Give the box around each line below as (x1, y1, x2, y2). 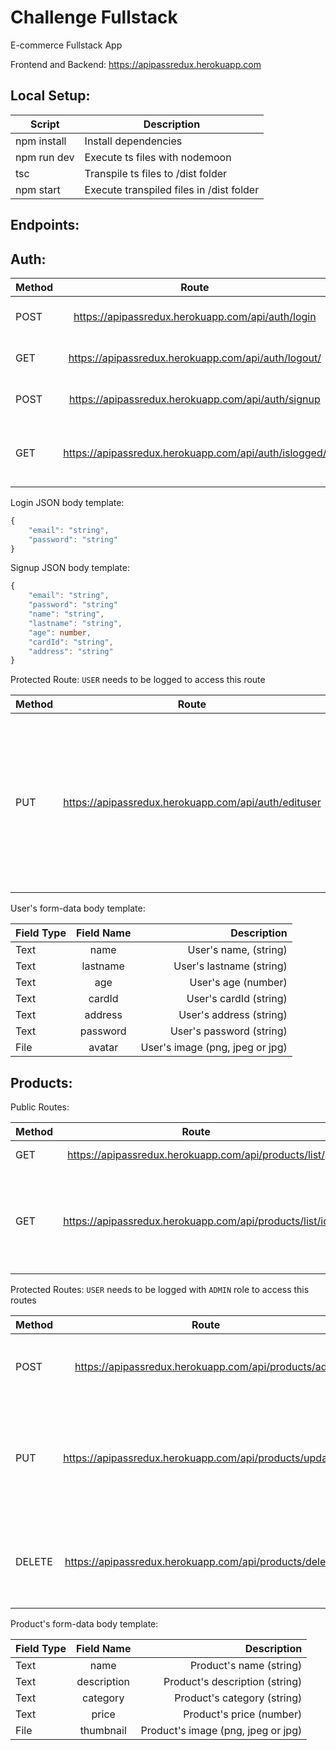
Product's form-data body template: (10, 1618, 159, 1630)
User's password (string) (169, 1024, 288, 1038)
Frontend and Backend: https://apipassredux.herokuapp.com (10, 58, 262, 70)
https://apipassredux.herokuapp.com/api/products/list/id (63, 1214, 330, 1228)
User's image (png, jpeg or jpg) (140, 1041, 288, 1055)
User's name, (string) (187, 943, 288, 957)
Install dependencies (84, 134, 183, 148)
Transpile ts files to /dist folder (84, 166, 228, 180)
